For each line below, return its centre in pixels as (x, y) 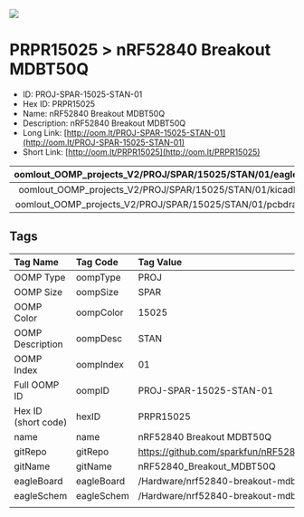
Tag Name (36, 262)
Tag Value (160, 262)
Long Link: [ (45, 132)
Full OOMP (37, 385)
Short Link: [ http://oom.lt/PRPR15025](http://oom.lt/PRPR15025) (141, 152)
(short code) (41, 422)
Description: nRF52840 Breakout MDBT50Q (104, 123)
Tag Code (97, 262)
